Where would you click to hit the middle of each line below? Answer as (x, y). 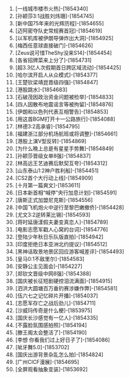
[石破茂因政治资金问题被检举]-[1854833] (64, 97)
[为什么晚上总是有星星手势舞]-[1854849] (64, 148)
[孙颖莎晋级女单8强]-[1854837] (53, 156)
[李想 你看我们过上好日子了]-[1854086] (63, 340)
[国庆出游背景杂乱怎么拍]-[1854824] (59, 354)
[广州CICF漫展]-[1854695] (47, 362)
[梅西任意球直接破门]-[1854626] (54, 45)
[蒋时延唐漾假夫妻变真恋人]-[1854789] (61, 222)
